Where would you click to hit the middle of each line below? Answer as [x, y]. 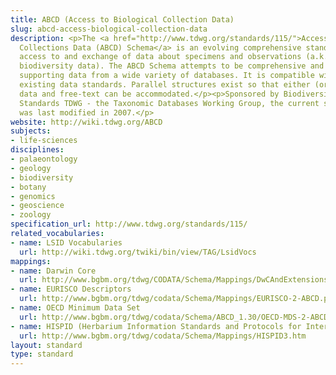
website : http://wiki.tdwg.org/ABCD [86, 122]
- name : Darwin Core [53, 271]
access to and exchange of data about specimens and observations [160, 57]
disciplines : [37, 150]
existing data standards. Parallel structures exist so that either [165, 85]
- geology [31, 168]
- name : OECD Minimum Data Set [75, 308]
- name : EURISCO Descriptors [71, 289]
